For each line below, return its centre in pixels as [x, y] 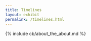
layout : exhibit [22, 15]
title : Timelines [24, 10]
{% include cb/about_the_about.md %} [45, 34]
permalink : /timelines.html [35, 19]
